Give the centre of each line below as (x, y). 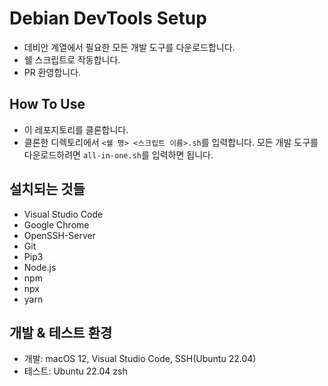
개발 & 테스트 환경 (61, 332)
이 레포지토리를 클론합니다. (76, 129)
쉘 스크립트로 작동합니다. (72, 59)
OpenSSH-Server (59, 235)
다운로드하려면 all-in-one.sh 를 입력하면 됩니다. (118, 154)
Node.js (40, 267)
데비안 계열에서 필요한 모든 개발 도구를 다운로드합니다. (129, 47)
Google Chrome (56, 224)
